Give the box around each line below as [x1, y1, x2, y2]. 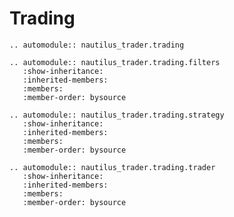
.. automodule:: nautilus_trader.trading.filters [9, 57, 221, 67]
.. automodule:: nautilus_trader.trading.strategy [9, 110, 225, 120]
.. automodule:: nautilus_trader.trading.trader [9, 162, 216, 172]
